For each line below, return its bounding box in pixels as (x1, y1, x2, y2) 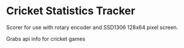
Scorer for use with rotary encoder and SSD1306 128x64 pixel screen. (6, 24, 179, 31)
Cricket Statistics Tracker (6, 4, 136, 18)
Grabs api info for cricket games (6, 35, 85, 42)
